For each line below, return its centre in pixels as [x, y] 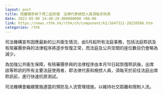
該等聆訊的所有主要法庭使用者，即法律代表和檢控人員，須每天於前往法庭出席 [81, 70]
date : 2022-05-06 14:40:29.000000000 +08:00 [51, 18]
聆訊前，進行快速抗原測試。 [33, 77]
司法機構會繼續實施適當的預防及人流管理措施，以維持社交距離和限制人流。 [79, 87]
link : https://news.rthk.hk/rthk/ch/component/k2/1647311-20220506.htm [79, 23]
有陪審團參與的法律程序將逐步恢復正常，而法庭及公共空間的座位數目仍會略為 [81, 48]
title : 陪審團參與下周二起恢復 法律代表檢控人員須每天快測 [58, 14]
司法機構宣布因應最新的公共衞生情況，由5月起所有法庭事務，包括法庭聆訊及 [81, 42]
